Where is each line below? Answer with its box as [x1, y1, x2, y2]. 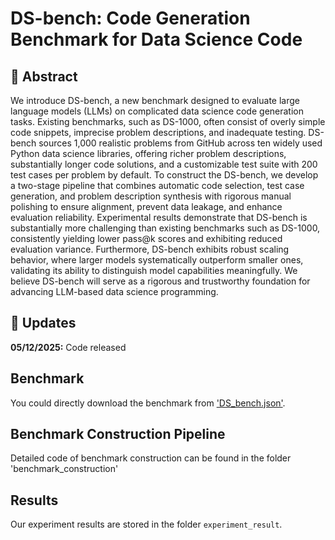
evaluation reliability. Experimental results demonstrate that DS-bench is [10, 212, 308, 223]
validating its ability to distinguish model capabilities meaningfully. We [10, 265, 298, 276]
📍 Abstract [10, 68, 78, 85]
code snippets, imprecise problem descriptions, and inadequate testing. [10, 127, 307, 138]
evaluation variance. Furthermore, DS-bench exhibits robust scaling [10, 243, 290, 255]
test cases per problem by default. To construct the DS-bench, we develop [10, 169, 319, 181]
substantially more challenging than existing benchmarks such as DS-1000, [10, 222, 321, 234]
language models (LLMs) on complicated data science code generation [10, 105, 304, 117]
